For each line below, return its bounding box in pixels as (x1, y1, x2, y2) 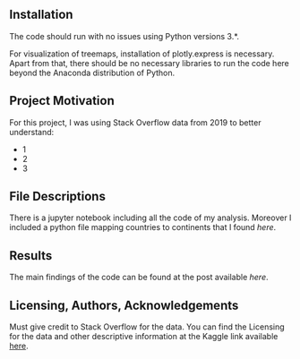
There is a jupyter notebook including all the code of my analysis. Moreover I (9, 212, 292, 223)
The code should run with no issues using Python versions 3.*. (9, 30, 240, 41)
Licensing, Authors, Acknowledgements (9, 297, 239, 312)
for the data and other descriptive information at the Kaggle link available (9, 331, 279, 342)
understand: (9, 126, 55, 137)
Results (9, 248, 53, 263)
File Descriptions (9, 189, 106, 204)
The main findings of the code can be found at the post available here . (9, 272, 269, 283)
